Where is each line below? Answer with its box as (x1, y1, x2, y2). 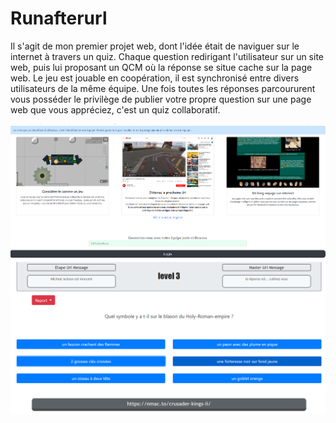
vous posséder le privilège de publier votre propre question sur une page (10, 93, 312, 105)
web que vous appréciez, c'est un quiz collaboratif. (10, 103, 221, 116)
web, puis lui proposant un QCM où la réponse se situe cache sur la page (10, 61, 313, 73)
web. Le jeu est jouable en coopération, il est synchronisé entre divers (10, 72, 300, 84)
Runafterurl (10, 7, 108, 30)
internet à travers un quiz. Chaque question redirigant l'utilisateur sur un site (10, 50, 324, 62)
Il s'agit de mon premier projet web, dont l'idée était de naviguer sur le (10, 40, 300, 52)
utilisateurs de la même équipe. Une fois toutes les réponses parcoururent (10, 82, 316, 94)
